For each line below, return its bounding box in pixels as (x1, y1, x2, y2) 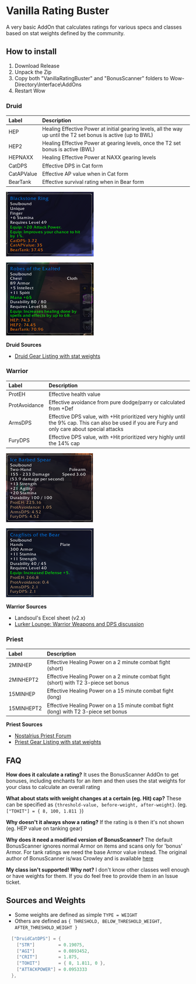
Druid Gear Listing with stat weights (14, 353, 101, 360)
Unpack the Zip (14, 69, 52, 76)
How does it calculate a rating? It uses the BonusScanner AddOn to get (6, 771, 179, 778)
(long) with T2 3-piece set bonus (47, 708, 127, 715)
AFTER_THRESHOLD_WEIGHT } (14, 924, 78, 931)
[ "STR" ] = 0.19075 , (16, 942, 85, 948)
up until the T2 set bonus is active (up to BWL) (41, 131, 153, 138)
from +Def (48, 405, 74, 412)
